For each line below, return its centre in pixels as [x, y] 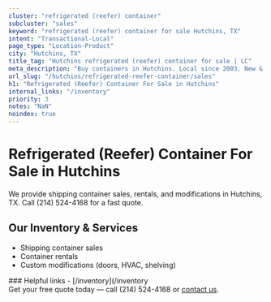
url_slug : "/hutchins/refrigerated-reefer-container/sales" [112, 76]
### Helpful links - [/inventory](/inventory [78, 280]
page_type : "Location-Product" [61, 46]
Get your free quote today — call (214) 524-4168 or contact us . [114, 289]
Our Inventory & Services [73, 228]
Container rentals [49, 256]
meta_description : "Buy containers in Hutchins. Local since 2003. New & [136, 69]
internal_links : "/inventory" [60, 91]
